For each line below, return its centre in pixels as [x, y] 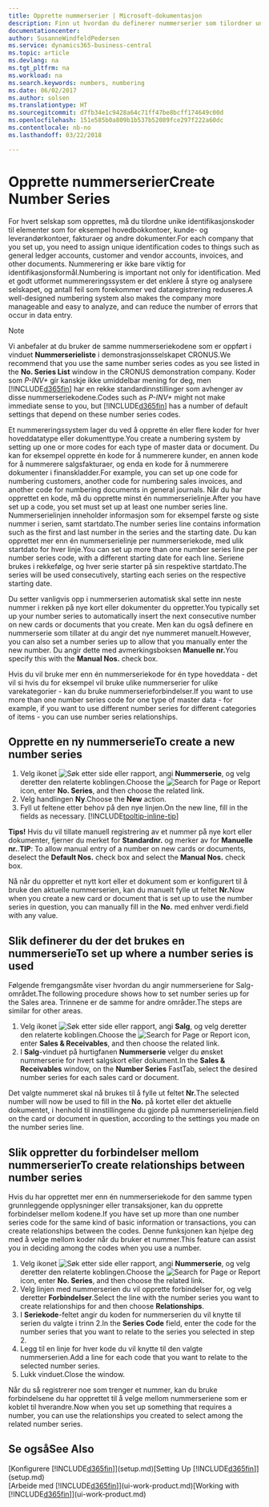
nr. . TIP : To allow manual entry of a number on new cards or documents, [127, 849]
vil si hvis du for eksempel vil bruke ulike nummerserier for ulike [113, 682]
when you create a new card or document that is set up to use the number [131, 899]
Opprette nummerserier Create [112, 182]
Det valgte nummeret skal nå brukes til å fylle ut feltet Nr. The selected [124, 1093]
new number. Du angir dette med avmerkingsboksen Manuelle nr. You [123, 650]
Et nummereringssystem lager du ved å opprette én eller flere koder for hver [134, 429]
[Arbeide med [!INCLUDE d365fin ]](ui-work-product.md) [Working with [124, 1485]
